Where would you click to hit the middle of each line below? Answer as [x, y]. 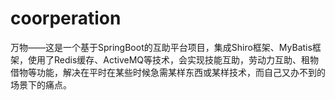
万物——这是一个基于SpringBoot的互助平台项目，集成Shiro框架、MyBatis [161, 47]
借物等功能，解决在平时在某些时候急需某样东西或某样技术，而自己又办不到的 [168, 72]
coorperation [66, 18]
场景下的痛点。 [41, 84]
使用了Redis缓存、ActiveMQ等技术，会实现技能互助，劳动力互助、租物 [173, 59]
